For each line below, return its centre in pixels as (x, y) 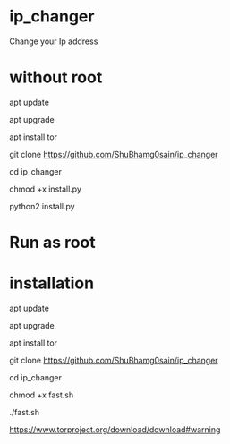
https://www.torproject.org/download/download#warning (115, 430)
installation (52, 283)
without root (56, 77)
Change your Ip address (54, 41)
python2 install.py (42, 206)
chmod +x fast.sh (42, 395)
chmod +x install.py (46, 189)
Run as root (52, 243)
